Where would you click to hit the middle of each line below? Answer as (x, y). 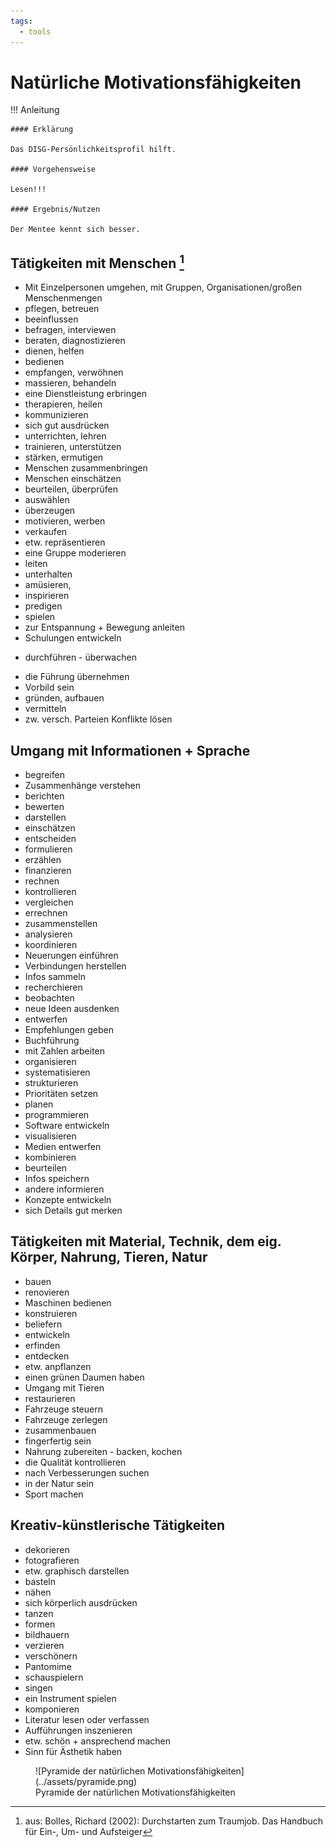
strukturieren (51, 1083)
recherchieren (53, 987)
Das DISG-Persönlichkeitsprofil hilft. (93, 150)
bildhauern (47, 1634)
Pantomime (48, 1666)
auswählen (47, 500)
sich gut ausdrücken (67, 426)
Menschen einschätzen (73, 479)
